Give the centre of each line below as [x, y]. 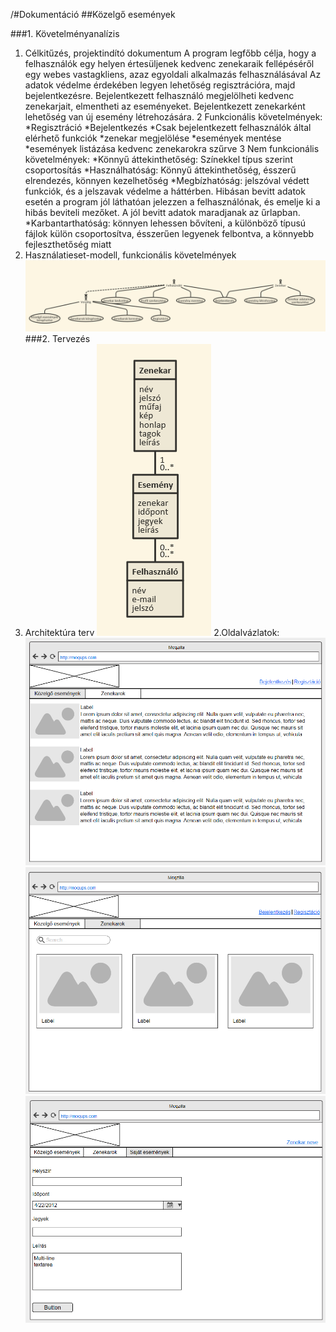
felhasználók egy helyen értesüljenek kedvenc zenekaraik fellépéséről [169, 63]
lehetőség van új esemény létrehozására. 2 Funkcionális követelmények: [173, 117]
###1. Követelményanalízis [65, 33]
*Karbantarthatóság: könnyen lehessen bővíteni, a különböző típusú [165, 223]
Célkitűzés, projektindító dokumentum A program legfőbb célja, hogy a [170, 53]
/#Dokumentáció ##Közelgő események [93, 14]
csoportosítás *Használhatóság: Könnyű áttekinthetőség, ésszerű [160, 170]
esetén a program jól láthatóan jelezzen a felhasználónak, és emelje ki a [172, 202]
